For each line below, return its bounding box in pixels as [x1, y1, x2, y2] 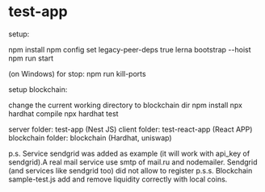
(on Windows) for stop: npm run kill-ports [8, 69, 147, 78]
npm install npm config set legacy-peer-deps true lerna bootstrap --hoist [8, 44, 252, 54]
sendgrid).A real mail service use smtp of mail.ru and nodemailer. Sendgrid [8, 157, 258, 167]
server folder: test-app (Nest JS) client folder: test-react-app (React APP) [8, 124, 253, 134]
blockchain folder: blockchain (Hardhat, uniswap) [8, 132, 172, 143]
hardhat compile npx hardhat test [8, 108, 119, 119]
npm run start [8, 53, 54, 63]
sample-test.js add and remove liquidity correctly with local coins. [8, 174, 228, 184]
